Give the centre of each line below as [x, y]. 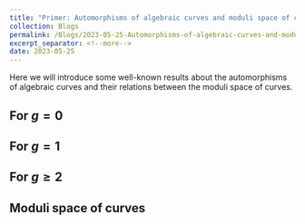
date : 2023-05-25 [42, 52]
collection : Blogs [44, 26]
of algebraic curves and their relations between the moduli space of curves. [151, 87]
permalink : [30, 34]
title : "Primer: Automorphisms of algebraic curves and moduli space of [150, 18]
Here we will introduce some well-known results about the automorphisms [148, 77]
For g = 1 [35, 146]
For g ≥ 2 [36, 177]
